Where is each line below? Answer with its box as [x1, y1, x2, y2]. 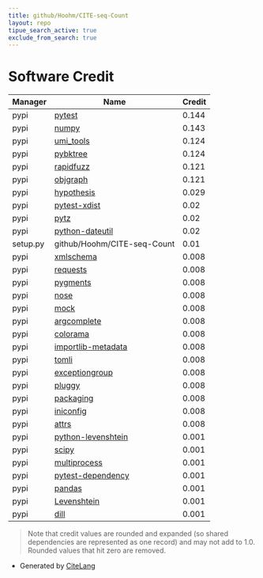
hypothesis [54, 187, 96, 198]
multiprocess [54, 457, 103, 468]
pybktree [54, 148, 88, 159]
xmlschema [54, 251, 97, 262]
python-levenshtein [54, 432, 129, 443]
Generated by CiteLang [19, 561, 96, 571]
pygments [54, 277, 92, 288]
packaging [54, 393, 94, 404]
